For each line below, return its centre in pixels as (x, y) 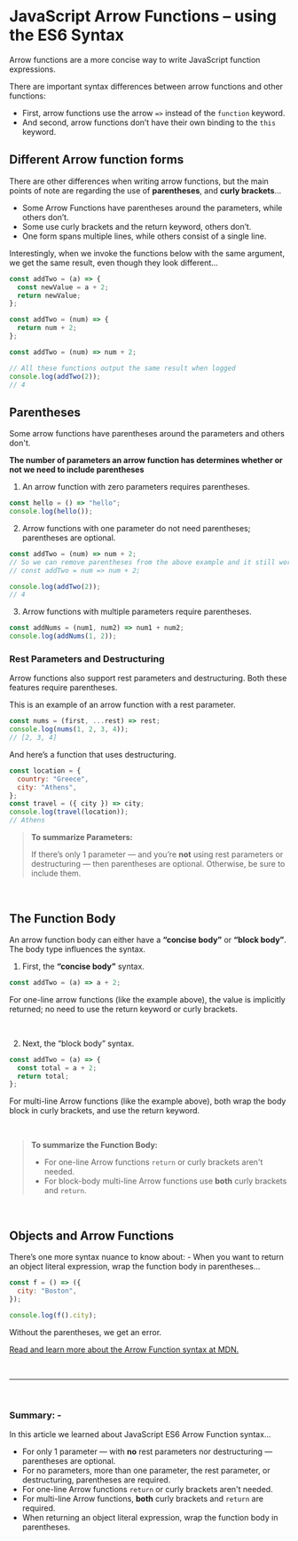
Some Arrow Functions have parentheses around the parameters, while (152, 208)
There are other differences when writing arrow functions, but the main (139, 181)
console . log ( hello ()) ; (51, 512)
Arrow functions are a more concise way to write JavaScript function (135, 59)
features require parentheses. (63, 688)
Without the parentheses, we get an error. (86, 1332)
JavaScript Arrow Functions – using (143, 16)
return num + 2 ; (47, 328)
